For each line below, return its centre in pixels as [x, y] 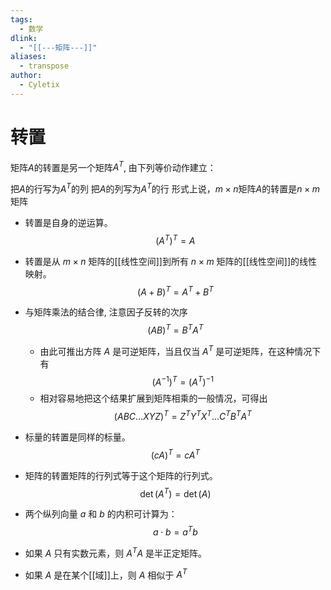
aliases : [28, 57]
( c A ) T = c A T [175, 454]
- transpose [44, 66]
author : [26, 76]
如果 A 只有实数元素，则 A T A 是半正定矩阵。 [116, 552]
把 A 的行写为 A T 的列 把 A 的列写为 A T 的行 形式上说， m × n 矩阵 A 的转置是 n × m [165, 188]
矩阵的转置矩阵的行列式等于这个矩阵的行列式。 [121, 475]
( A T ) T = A [175, 239]
